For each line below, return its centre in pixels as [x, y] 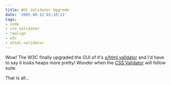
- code [12, 24]
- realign [16, 33]
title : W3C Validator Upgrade [37, 10]
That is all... [17, 78]
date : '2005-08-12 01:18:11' [36, 15]
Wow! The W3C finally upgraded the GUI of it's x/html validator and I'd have [85, 57]
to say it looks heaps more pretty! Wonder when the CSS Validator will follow [85, 62]
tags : [11, 19]
